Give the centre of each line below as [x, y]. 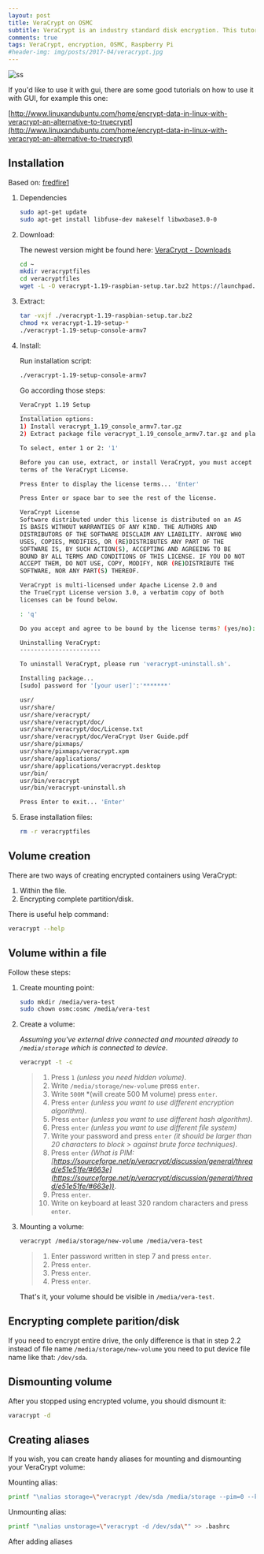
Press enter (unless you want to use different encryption [142, 1103]
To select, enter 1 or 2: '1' [69, 448]
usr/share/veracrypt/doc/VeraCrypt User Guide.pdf [104, 737]
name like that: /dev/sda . [48, 1357]
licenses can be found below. [69, 600]
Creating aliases [49, 1440]
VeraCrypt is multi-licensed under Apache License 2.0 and [118, 585]
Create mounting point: [57, 987]
